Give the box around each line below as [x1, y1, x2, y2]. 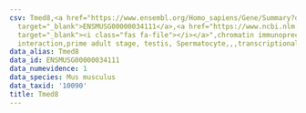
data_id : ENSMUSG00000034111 [9, 56, 120, 65]
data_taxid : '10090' [9, 81, 88, 90]
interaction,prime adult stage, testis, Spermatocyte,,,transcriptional [17, 38, 300, 48]
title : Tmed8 [9, 89, 59, 98]
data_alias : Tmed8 [9, 47, 79, 56]
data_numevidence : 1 [9, 65, 88, 74]
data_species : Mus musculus [9, 73, 117, 82]
